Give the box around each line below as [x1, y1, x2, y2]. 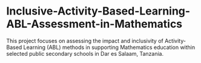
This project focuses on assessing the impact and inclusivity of [6, 37, 163, 44]
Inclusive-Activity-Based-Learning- [6, 4, 191, 18]
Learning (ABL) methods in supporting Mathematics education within [23, 44, 196, 51]
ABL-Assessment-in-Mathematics [6, 17, 183, 31]
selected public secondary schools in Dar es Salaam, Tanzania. [6, 50, 164, 57]
